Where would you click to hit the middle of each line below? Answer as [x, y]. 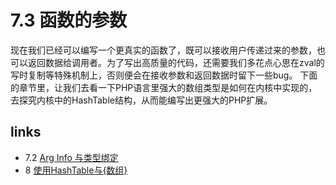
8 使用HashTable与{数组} [76, 170]
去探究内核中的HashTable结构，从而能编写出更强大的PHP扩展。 [141, 100]
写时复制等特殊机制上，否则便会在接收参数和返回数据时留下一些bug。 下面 [164, 75]
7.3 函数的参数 [69, 20]
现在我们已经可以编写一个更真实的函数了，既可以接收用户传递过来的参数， [163, 50]
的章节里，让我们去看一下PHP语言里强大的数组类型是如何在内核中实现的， [164, 87]
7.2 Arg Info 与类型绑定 [71, 157]
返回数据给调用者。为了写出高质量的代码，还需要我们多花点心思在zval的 [176, 62]
